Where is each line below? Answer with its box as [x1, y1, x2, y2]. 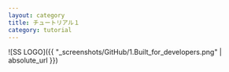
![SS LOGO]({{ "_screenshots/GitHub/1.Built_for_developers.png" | [8, 48, 222, 57]
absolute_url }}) [8, 56, 59, 65]
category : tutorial [8, 26, 72, 34]
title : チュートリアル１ [8, 19, 80, 27]
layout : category [8, 11, 65, 20]
